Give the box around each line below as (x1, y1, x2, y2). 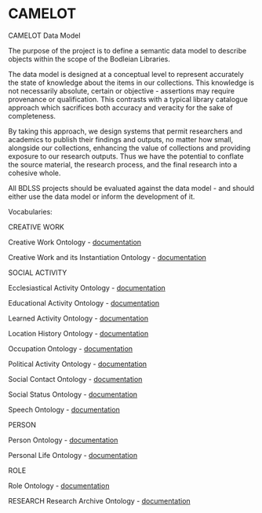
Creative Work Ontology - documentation (8, 237, 142, 247)
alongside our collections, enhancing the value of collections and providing (8, 143, 251, 152)
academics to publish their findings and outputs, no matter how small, (8, 134, 234, 144)
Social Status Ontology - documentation (8, 390, 138, 399)
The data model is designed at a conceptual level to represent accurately (8, 69, 245, 79)
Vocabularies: (8, 207, 53, 216)
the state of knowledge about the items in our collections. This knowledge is (8, 78, 255, 87)
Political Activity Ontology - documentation (8, 359, 147, 368)
